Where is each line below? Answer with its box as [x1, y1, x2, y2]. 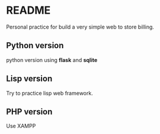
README [6, 4, 51, 17]
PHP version [6, 107, 53, 117]
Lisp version [6, 74, 53, 84]
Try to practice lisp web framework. [6, 89, 93, 96]
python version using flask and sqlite [6, 56, 98, 63]
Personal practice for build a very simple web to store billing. [6, 23, 154, 30]
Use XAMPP [6, 123, 36, 130]
